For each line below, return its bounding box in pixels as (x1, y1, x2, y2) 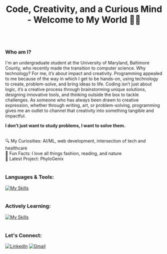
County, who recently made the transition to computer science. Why (5, 65, 146, 71)
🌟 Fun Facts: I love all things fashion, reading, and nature (5, 150, 122, 156)
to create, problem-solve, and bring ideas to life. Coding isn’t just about (5, 81, 152, 87)
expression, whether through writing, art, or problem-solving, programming (5, 102, 160, 108)
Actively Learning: (5, 202, 51, 209)
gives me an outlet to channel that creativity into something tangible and (5, 107, 154, 113)
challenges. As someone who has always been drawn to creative (5, 97, 139, 103)
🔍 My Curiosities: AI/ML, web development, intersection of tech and (5, 138, 146, 144)
